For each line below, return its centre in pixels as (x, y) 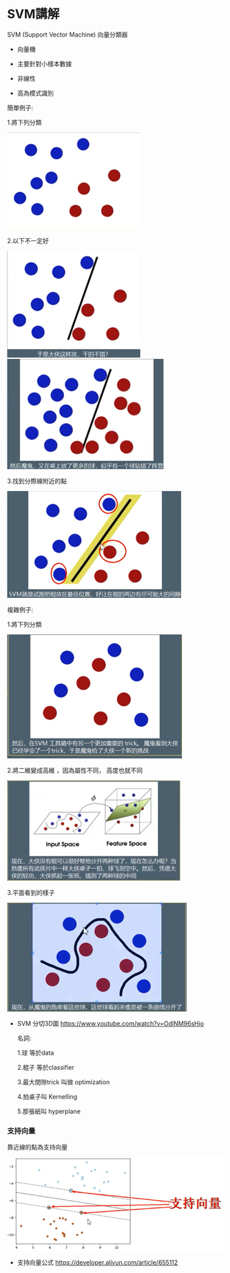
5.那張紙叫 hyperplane (49, 1111)
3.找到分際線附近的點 (37, 481)
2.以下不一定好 (28, 240)
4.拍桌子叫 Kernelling (47, 1097)
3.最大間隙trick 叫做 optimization (63, 1081)
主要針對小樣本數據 (44, 63)
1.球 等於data (35, 1053)
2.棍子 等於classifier (45, 1067)
